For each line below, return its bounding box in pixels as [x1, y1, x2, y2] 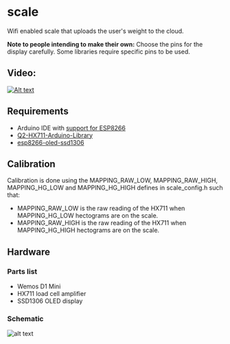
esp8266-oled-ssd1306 [16, 138, 84, 146]
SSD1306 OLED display [16, 297, 83, 306]
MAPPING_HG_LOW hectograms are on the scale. [16, 211, 159, 220]
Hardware [7, 246, 50, 257]
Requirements [7, 106, 69, 117]
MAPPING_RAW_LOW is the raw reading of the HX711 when [16, 204, 185, 213]
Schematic [7, 314, 44, 323]
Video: [7, 67, 36, 79]
